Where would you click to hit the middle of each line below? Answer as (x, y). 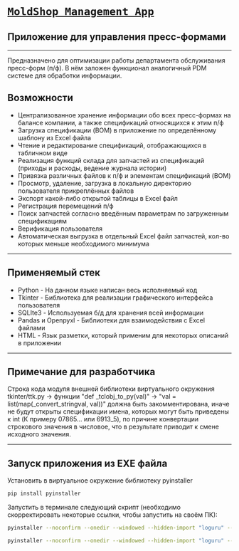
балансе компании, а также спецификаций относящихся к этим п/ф (121, 122)
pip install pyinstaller (44, 494)
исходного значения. (39, 434)
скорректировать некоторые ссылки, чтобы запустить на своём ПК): (113, 515)
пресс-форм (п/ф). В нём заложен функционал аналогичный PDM (107, 68)
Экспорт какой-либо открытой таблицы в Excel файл (97, 198)
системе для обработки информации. (65, 75)
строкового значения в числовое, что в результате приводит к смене (113, 427)
